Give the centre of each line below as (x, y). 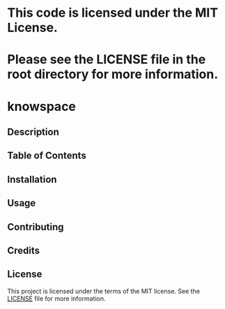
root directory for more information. (113, 74)
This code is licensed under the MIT (113, 13)
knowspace (42, 106)
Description (33, 131)
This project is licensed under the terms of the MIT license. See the (104, 291)
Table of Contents (47, 156)
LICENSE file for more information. (56, 299)
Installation (32, 179)
